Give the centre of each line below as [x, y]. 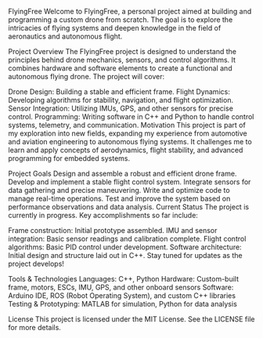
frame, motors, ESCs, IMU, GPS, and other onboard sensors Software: [121, 287]
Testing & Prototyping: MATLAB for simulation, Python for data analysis [122, 304]
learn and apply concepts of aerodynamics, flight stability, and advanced [126, 150]
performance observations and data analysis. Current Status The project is [128, 207]
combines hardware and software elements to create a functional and [120, 68]
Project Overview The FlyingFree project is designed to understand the [122, 51]
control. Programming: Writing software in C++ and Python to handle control [131, 116]
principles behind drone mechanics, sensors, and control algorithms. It [122, 60]
